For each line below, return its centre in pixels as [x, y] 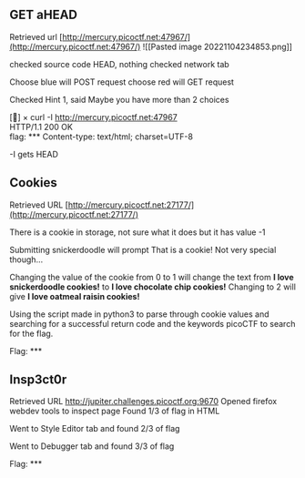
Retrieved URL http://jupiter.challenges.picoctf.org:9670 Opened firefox [143, 402]
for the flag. [31, 333]
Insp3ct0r [38, 380]
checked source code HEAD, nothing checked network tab [119, 64]
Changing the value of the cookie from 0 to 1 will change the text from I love [152, 277]
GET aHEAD [43, 15]
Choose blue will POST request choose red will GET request [122, 82]
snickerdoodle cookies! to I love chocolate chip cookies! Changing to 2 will [152, 287]
